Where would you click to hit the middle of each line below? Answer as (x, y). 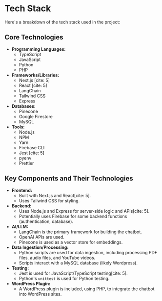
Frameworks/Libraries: (35, 75)
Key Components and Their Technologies (69, 179)
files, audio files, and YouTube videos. (57, 258)
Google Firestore (36, 116)
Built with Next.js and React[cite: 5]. (55, 195)
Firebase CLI (32, 147)
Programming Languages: (39, 49)
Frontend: (22, 190)
